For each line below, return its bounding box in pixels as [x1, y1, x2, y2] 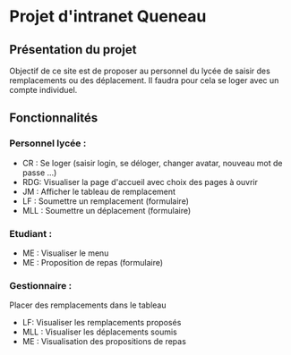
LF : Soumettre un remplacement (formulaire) [21, 195, 190, 207]
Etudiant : [9, 227, 52, 240]
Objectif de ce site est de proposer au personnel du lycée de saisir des [9, 65, 270, 76]
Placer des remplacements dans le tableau [9, 300, 167, 310]
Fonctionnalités [9, 110, 98, 126]
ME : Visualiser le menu [21, 248, 109, 258]
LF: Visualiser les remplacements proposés [21, 317, 182, 328]
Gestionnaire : [9, 279, 73, 292]
